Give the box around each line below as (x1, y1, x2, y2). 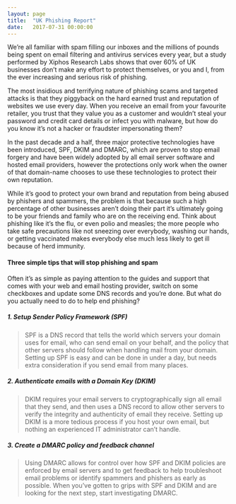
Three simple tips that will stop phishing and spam (7, 258, 158, 266)
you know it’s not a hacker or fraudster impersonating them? (7, 125, 183, 133)
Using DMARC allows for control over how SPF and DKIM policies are (24, 459, 226, 467)
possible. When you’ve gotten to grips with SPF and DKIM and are (24, 481, 217, 490)
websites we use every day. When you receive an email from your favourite (7, 102, 226, 110)
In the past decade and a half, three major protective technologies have (7, 138, 216, 147)
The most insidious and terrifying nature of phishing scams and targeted (7, 86, 218, 96)
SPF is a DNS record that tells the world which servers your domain (24, 331, 221, 339)
